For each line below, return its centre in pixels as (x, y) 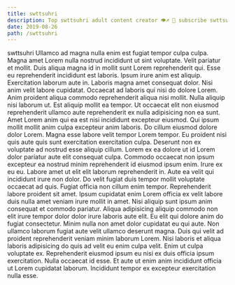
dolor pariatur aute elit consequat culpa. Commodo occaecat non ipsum (111, 157)
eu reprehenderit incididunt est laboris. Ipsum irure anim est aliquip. (105, 75)
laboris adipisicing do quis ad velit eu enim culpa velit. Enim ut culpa (105, 246)
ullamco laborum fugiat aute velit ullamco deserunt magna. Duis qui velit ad (115, 231)
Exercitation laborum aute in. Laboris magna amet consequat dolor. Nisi (110, 83)
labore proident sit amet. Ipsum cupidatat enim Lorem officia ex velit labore (115, 194)
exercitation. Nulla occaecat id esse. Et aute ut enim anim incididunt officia (114, 261)
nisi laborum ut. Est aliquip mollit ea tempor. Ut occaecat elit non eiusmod (113, 105)
